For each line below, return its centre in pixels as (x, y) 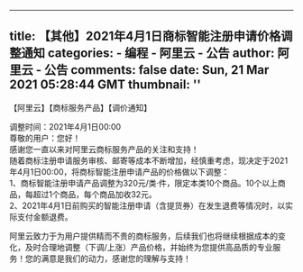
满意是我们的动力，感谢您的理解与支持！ (115, 258)
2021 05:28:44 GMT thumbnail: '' (105, 85)
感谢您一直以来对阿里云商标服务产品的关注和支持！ (104, 149)
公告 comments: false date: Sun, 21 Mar (156, 70)
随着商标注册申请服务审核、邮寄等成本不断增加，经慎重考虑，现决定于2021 (149, 160)
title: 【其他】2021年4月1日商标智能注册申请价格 (145, 36)
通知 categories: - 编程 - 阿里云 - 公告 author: (148, 54)
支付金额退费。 (45, 216)
